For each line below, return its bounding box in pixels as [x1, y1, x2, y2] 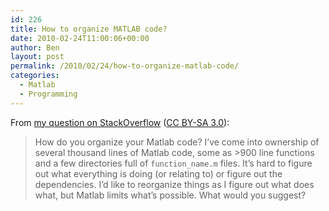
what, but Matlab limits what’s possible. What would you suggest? [34, 189, 307, 201]
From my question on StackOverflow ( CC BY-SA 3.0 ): [10, 116, 230, 128]
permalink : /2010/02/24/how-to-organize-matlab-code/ [10, 61, 240, 71]
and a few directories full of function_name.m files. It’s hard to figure [34, 157, 313, 169]
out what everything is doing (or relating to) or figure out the [34, 167, 283, 180]
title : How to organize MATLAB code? [10, 24, 168, 34]
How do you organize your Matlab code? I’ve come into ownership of [34, 136, 320, 148]
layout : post [10, 52, 65, 62]
